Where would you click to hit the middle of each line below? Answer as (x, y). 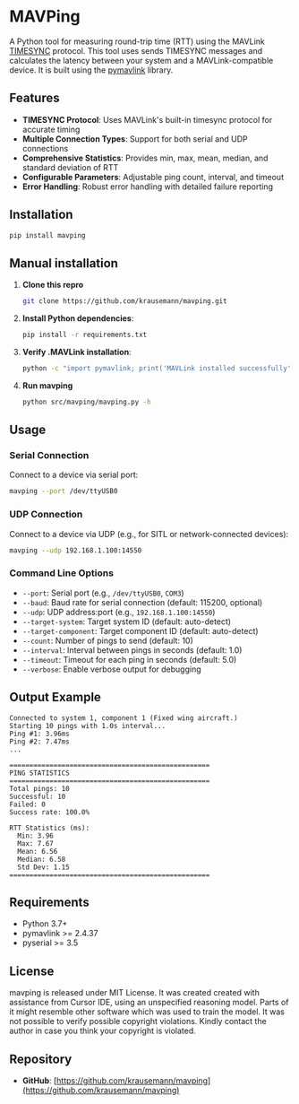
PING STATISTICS (39, 773)
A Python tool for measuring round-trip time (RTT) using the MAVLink (137, 41)
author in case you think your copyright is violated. (103, 1031)
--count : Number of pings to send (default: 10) (108, 640)
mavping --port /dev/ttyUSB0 (64, 491)
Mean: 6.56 (38, 851)
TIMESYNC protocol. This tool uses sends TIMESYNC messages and (136, 50)
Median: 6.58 (42, 859)
